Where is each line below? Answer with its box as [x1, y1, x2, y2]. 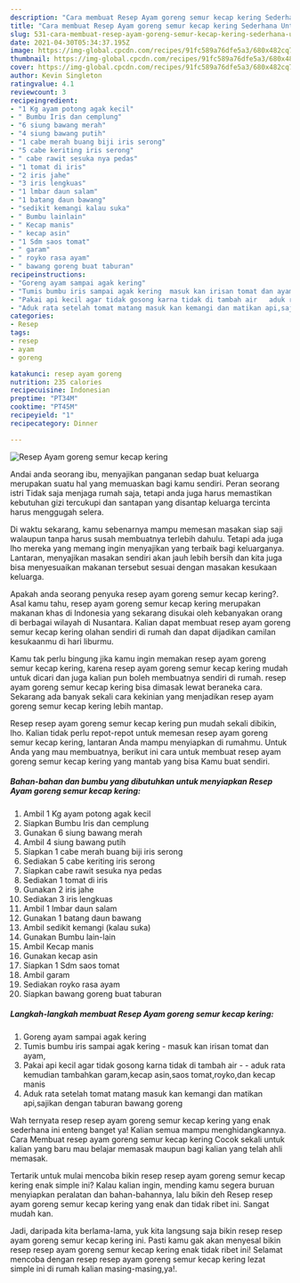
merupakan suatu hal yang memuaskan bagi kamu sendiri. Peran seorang [10, 478, 280, 489]
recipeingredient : [10, 95, 78, 105]
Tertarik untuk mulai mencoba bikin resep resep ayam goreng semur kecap [10, 1170, 286, 1180]
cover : [10, 63, 35, 72]
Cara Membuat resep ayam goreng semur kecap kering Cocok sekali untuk [10, 1134, 286, 1145]
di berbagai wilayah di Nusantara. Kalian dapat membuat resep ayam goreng [10, 617, 291, 627]
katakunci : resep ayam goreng [10, 369, 123, 378]
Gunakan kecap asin [22, 950, 99, 961]
